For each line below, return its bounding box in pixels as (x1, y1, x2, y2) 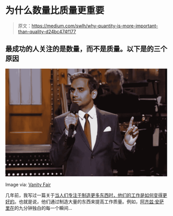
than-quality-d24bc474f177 (17, 28, 76, 34)
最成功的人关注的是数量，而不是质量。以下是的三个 (5, 45, 167, 53)
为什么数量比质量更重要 (5, 5, 105, 16)
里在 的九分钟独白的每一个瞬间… (5, 205, 73, 211)
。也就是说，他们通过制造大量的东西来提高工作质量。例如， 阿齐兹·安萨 (14, 199, 164, 205)
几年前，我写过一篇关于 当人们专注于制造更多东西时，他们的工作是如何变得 (5, 192, 163, 199)
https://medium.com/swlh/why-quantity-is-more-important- (31, 23, 158, 29)
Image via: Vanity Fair (5, 182, 51, 188)
